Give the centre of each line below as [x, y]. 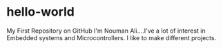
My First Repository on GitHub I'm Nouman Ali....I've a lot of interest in [106, 31]
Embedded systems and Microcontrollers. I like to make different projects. [111, 37]
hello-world [41, 12]
